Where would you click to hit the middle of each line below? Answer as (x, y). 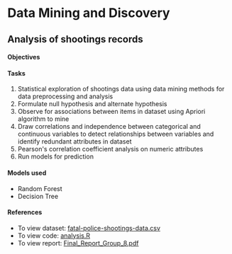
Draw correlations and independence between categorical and (109, 127)
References (25, 212)
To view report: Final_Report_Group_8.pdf (78, 243)
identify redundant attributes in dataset (74, 142)
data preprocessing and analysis (65, 96)
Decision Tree (38, 196)
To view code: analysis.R (54, 236)
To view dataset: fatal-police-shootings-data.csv (89, 228)
